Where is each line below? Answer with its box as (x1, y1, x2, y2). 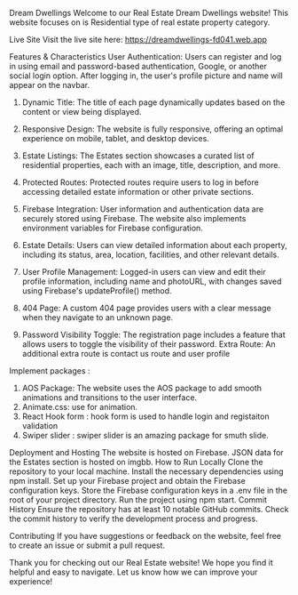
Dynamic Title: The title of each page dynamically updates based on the (21, 97, 286, 108)
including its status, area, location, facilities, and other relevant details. (21, 249, 279, 260)
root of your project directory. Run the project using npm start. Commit (9, 494, 268, 505)
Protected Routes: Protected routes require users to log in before (21, 177, 259, 188)
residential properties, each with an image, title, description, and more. (21, 160, 281, 170)
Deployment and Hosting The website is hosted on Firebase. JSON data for (9, 447, 284, 457)
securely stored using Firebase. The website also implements (21, 213, 247, 223)
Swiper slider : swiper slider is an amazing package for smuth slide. (21, 430, 269, 440)
